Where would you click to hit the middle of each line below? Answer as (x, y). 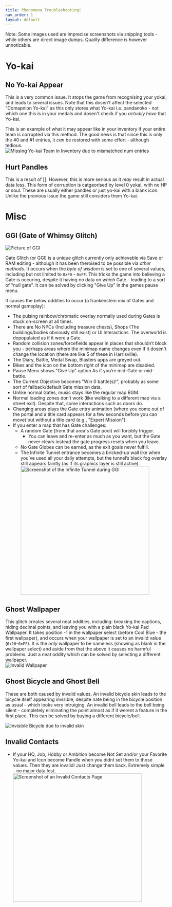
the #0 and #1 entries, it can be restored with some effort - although (77, 140)
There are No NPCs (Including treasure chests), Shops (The (76, 327)
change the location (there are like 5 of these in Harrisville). (75, 354)
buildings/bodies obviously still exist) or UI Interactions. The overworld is (90, 333)
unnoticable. (18, 45)
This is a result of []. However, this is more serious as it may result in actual (85, 179)
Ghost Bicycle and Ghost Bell (52, 682)
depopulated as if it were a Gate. (47, 338)
